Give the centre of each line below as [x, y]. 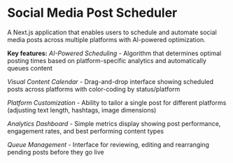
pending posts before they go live [56, 152]
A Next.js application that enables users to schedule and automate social [112, 32]
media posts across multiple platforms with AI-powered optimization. [106, 39]
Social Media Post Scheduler [92, 13]
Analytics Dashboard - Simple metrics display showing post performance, [114, 123]
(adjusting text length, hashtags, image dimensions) [82, 110]
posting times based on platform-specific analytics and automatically [107, 60]
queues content [30, 68]
